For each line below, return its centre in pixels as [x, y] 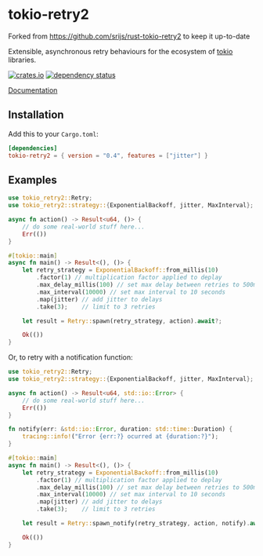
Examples [32, 179]
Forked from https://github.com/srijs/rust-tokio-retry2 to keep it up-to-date [129, 36]
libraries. [22, 60]
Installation [36, 115]
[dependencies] [33, 148]
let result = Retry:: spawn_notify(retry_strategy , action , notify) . [136, 524]
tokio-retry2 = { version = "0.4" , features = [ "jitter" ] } [108, 155]
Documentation [33, 90]
